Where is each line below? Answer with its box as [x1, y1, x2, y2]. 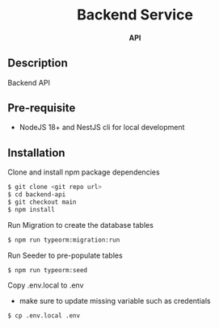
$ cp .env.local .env [7, 312, 81, 320]
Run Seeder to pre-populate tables [7, 250, 123, 260]
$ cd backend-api [7, 191, 66, 199]
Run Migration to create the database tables [7, 220, 154, 229]
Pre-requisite [7, 101, 76, 115]
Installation [7, 145, 65, 159]
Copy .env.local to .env [7, 280, 84, 290]
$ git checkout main [7, 198, 78, 206]
